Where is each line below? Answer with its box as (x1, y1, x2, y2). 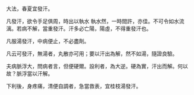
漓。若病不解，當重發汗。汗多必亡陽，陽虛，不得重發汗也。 (6, 25, 152, 32)
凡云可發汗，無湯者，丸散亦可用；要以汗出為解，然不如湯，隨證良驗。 (6, 50, 178, 57)
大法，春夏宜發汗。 (6, 5, 53, 12)
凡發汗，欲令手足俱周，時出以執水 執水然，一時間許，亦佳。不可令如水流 (6, 18, 185, 25)
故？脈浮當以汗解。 (6, 70, 53, 77)
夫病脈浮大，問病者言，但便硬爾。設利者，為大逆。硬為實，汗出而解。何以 (6, 63, 188, 70)
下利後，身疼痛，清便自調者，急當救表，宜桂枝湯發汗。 (6, 83, 141, 90)
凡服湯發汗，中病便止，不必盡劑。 (6, 38, 90, 44)
